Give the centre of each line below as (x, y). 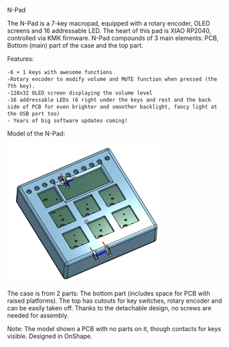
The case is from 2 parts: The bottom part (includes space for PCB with (109, 293)
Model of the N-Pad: (36, 133)
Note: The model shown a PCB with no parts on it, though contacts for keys (114, 328)
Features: (21, 59)
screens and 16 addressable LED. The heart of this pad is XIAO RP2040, (109, 31)
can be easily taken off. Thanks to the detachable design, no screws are (109, 308)
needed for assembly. (38, 315)
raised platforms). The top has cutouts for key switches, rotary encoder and (115, 301)
